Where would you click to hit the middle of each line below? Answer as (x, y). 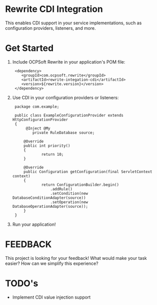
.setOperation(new (69, 202)
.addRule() (61, 189)
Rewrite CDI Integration (54, 9)
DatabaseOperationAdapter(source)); (50, 206)
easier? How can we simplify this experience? (52, 263)
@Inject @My (38, 128)
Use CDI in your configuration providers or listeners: (65, 97)
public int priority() (47, 146)
